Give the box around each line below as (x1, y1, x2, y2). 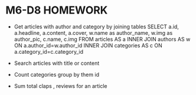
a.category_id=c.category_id (14, 48, 84, 55)
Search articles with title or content (14, 60, 100, 67)
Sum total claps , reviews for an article (14, 82, 107, 89)
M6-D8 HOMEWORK (5, 4, 108, 17)
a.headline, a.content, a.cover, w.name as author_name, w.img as (14, 29, 173, 36)
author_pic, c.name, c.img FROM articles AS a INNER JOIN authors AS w (14, 35, 191, 42)
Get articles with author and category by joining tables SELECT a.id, (14, 23, 179, 30)
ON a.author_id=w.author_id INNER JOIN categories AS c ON (14, 42, 163, 49)
